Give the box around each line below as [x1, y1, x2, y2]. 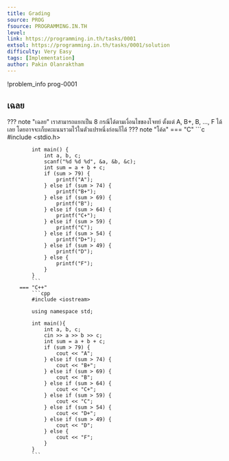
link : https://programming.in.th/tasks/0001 [7, 36, 136, 42]
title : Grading [7, 10, 51, 17]
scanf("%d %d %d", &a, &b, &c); [43, 158, 136, 165]
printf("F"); [56, 260, 94, 267]
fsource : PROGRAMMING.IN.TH [7, 23, 88, 29]
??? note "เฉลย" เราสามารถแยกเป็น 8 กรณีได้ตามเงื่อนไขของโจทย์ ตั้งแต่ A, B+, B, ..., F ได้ [7, 118, 223, 126]
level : [7, 29, 26, 36]
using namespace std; [32, 308, 94, 315]
